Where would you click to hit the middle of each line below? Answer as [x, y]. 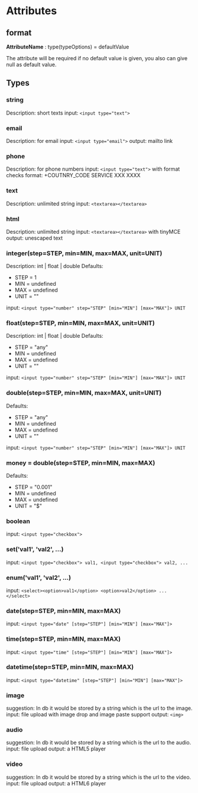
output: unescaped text [35, 238]
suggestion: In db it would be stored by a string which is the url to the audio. [99, 743]
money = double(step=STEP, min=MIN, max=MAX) [81, 463]
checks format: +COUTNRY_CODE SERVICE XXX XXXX [73, 175]
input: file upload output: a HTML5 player [56, 749]
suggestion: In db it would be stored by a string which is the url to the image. [99, 708]
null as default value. [31, 64]
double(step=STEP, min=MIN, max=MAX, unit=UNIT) [84, 393]
